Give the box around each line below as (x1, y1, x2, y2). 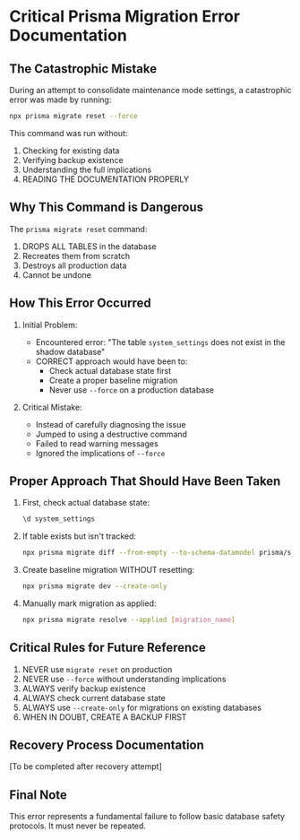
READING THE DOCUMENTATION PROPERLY (21, 173, 190, 185)
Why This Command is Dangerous (9, 200, 204, 215)
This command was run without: (9, 127, 128, 138)
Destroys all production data (21, 260, 127, 271)
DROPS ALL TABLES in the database (21, 240, 157, 252)
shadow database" (35, 346, 106, 357)
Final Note (9, 787, 67, 802)
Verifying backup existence (21, 154, 124, 165)
